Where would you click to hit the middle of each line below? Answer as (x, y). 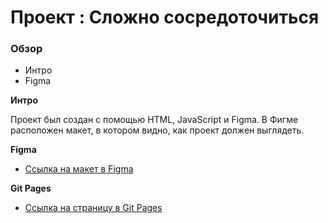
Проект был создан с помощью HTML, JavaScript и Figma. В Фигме (154, 120)
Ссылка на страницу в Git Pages (93, 208)
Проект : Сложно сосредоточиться (165, 17)
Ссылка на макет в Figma (79, 169)
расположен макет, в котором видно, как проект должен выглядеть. (157, 130)
